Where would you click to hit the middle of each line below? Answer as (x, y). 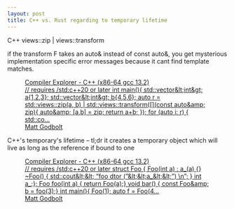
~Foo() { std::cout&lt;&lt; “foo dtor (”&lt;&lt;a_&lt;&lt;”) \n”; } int (113, 176)
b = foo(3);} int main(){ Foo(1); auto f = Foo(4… (92, 191)
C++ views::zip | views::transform (56, 40)
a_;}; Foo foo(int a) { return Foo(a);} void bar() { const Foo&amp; (117, 183)
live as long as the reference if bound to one (71, 147)
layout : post (26, 14)
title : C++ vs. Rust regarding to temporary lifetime (88, 20)
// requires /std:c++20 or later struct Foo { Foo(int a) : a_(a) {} (113, 168)
